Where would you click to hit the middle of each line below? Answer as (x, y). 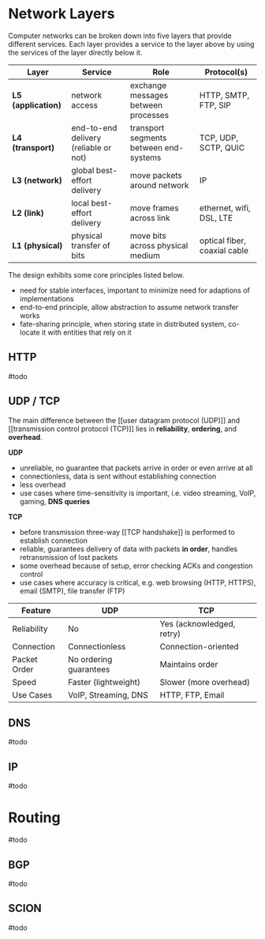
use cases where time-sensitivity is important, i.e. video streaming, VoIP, (138, 493)
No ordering (90, 659)
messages (149, 95)
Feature (36, 610)
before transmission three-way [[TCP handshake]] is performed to (127, 532)
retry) (170, 634)
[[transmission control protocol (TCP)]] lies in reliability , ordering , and (123, 429)
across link (150, 218)
